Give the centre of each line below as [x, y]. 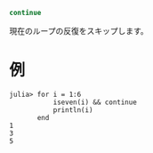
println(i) [73, 110]
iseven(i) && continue [95, 102]
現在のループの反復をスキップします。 [79, 30]
